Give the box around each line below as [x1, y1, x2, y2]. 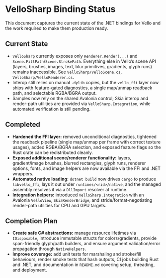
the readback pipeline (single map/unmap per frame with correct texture [12, 139, 161, 145]
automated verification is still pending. [12, 106, 91, 112]
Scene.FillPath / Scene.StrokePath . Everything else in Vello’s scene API [12, 58, 157, 64]
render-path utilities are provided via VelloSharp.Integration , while [12, 101, 151, 107]
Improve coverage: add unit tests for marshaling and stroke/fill [12, 251, 142, 257]
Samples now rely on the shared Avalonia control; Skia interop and [12, 95, 149, 101]
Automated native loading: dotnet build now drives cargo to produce [12, 176, 157, 182]
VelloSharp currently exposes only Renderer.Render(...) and [12, 53, 138, 59]
